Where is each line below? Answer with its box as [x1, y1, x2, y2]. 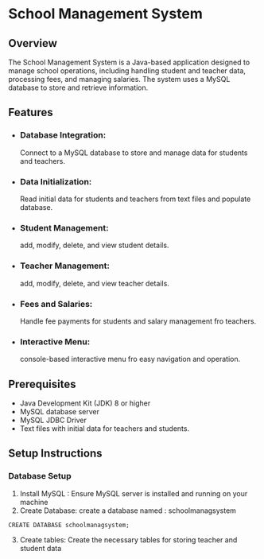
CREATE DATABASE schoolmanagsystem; [8, 521, 130, 529]
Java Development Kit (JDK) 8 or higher [19, 398, 151, 408]
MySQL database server [19, 406, 99, 416]
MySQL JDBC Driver [19, 415, 87, 425]
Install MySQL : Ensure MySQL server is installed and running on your [19, 488, 248, 498]
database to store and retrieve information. [8, 83, 149, 92]
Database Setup [8, 471, 72, 482]
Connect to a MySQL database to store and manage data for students [19, 148, 248, 157]
